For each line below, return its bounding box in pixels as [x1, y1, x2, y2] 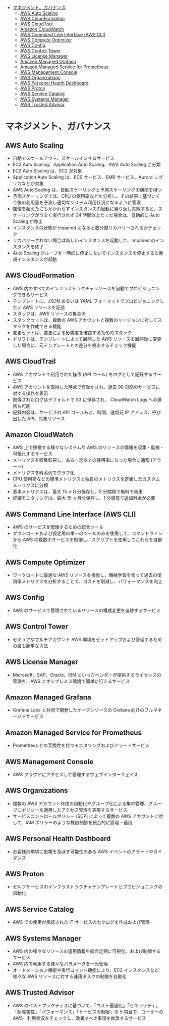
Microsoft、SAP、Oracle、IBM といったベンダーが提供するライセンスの [12, 672, 161, 678]
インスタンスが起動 [17, 256, 57, 262]
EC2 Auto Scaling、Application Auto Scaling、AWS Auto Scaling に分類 [12, 161, 161, 167]
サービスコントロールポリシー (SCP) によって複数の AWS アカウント [12, 813, 155, 819]
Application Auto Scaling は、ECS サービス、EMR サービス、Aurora [12, 174, 153, 180]
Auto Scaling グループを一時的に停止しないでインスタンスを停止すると [12, 250, 159, 256]
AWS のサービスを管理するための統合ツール [12, 524, 104, 530]
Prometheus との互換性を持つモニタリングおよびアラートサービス [12, 742, 150, 748]
